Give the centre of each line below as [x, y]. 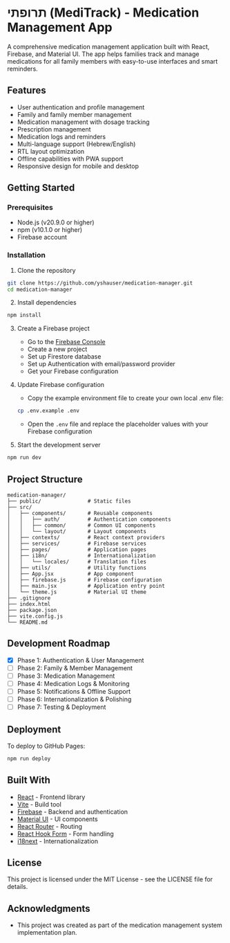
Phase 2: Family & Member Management [75, 668]
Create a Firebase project [53, 329]
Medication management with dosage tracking [83, 122]
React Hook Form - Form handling [65, 834]
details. [18, 887]
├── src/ [20, 507]
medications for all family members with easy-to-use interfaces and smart [113, 61]
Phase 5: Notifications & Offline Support [74, 691]
